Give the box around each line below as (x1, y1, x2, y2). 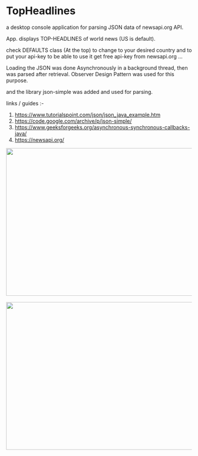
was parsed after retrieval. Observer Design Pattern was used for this (6, 70, 175, 77)
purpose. (6, 77, 28, 84)
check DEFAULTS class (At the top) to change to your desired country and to (6, 46, 192, 54)
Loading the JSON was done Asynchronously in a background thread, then (6, 64, 188, 71)
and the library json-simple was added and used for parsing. (6, 88, 153, 95)
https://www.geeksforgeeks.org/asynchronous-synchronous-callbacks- (14, 123, 190, 131)
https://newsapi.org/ (14, 136, 65, 143)
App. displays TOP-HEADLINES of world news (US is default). (6, 35, 156, 42)
